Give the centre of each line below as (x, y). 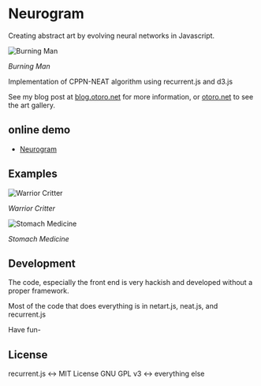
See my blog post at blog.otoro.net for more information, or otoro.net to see (131, 96)
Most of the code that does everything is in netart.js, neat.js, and (113, 306)
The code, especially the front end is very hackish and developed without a (130, 283)
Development (42, 263)
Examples (33, 174)
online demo (39, 130)
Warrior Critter (32, 208)
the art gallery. (32, 105)
